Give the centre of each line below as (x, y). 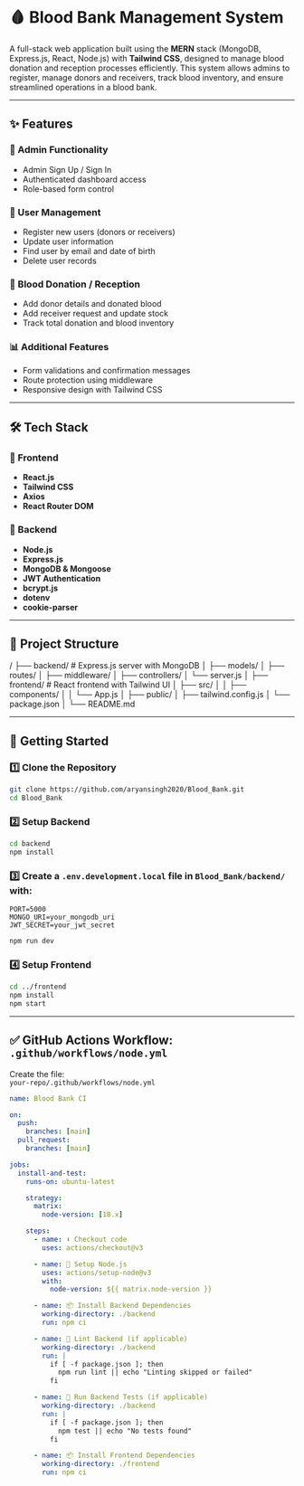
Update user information (68, 241)
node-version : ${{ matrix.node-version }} (131, 1290)
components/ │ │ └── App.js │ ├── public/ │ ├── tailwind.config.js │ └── (150, 695)
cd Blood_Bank (36, 798)
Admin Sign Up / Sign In (67, 169)
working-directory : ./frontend (101, 1464)
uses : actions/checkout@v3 (93, 1248)
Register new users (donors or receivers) (99, 232)
